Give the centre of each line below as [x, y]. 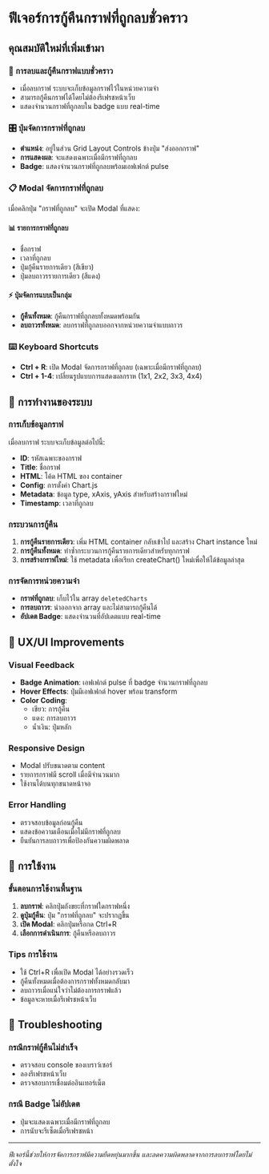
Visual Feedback [41, 665]
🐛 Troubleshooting [55, 1025]
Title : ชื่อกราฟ [40, 467]
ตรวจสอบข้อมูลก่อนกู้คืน [51, 822]
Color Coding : [44, 701]
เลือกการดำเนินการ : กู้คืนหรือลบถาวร [68, 933]
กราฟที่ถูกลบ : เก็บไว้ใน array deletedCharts [84, 598]
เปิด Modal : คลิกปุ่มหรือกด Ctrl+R [68, 924]
